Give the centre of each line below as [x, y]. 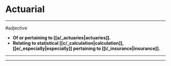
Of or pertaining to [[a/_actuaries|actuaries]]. [62, 38]
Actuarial [25, 9]
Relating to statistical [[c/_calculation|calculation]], [68, 43]
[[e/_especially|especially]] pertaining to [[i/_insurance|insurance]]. [86, 48]
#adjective [16, 28]
